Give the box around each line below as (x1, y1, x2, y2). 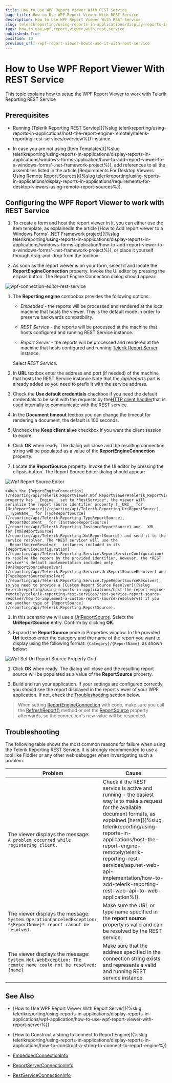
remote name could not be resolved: (8, 962, 97, 968)
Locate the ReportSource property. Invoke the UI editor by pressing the (12, 463, 164, 469)
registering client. (8, 842, 58, 848)
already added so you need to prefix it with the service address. (12, 381, 148, 387)
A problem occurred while (8, 837, 71, 843)
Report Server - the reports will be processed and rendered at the (20, 339, 159, 346)
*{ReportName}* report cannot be (8, 922, 90, 928)
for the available (102, 804, 142, 811)
